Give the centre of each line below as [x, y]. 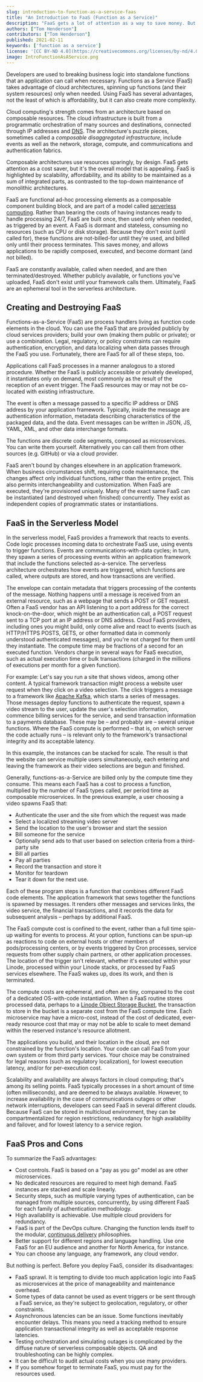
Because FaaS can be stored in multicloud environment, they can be [91, 1112]
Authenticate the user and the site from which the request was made [100, 815]
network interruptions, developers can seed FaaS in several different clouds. [101, 1105]
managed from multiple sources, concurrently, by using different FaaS [102, 1202]
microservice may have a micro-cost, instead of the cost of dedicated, [94, 1017]
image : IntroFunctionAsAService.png [52, 57]
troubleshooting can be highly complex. [64, 1355]
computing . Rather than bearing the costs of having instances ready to [94, 212]
